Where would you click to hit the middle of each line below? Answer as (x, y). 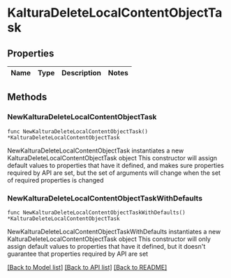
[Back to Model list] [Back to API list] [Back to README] (87, 267)
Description (81, 73)
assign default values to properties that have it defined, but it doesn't (106, 246)
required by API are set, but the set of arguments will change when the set (114, 173)
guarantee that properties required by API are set (78, 254)
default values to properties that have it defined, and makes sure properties (116, 165)
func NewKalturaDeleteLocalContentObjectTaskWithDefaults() (97, 213)
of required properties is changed (55, 180)
